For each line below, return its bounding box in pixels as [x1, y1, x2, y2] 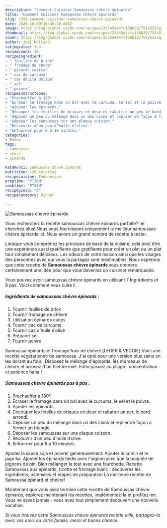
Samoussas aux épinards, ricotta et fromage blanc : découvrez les [5, 466, 141, 472]
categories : [5, 133, 30, 138]
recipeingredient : [5, 53, 43, 59]
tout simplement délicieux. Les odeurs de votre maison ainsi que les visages [5, 251, 161, 257]
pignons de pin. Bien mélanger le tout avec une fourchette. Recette [5, 461, 143, 467]
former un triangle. [12, 425, 51, 431]
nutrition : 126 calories [5, 169, 57, 175]
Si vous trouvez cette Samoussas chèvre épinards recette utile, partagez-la [5, 512, 161, 518]
